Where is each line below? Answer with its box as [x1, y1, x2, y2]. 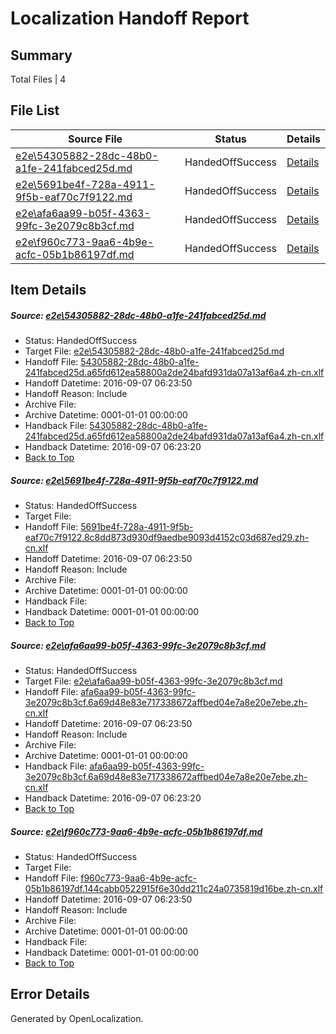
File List [10, 102, 60, 119]
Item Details [10, 282, 87, 299]
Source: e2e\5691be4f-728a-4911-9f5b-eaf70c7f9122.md [10, 474, 259, 486]
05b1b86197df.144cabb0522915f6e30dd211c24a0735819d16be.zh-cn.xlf [24, 883, 324, 895]
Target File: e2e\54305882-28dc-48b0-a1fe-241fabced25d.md [24, 345, 285, 357]
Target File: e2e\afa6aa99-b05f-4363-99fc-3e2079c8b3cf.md [24, 675, 283, 687]
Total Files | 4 [10, 73, 67, 85]
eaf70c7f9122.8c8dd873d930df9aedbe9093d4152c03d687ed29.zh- [24, 532, 310, 544]
